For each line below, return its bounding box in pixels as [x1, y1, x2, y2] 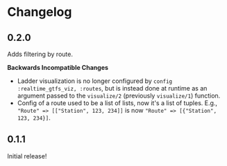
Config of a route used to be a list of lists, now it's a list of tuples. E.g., [17, 99, 217, 107]
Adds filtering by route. [7, 50, 73, 58]
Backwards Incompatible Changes [7, 64, 109, 71]
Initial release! [7, 151, 47, 160]
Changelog [7, 4, 72, 20]
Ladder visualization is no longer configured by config [17, 77, 173, 85]
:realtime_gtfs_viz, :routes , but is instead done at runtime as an [17, 84, 208, 92]
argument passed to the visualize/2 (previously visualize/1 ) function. [17, 91, 221, 100]
